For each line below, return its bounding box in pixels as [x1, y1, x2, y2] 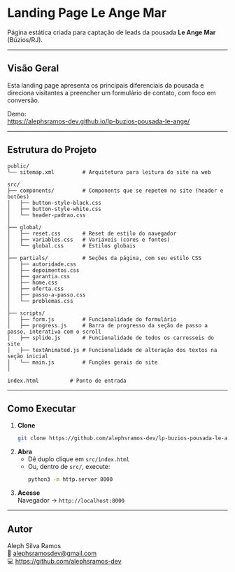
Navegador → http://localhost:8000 [17, 496, 125, 505]
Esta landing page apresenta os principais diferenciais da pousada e [7, 81, 204, 89]
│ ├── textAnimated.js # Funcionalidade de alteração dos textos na [7, 346, 218, 353]
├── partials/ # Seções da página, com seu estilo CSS [7, 254, 201, 261]
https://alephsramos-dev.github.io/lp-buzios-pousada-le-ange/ [7, 117, 190, 125]
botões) [7, 193, 30, 200]
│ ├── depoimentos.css [7, 266, 80, 274]
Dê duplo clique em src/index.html [27, 455, 130, 463]
